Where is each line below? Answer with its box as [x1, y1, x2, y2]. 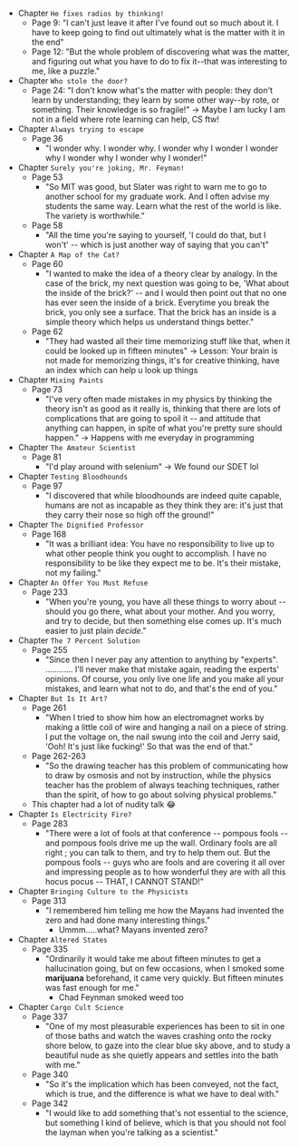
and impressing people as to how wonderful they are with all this [44, 866, 286, 877]
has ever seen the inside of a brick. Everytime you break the [44, 297, 270, 308]
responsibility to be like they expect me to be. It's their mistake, [44, 558, 282, 569]
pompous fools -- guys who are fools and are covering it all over [44, 857, 285, 867]
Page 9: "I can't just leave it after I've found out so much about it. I [31, 17, 279, 28]
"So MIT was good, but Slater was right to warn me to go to [44, 182, 267, 192]
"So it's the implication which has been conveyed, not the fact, [44, 1079, 279, 1089]
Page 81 [31, 451, 62, 462]
